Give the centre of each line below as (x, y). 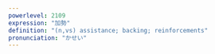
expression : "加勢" (39, 23)
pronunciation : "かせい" (48, 38)
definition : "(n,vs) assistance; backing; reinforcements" (108, 30)
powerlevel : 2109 (37, 15)
